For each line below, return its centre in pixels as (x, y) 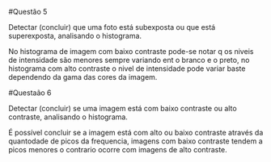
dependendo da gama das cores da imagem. (83, 77)
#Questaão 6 (30, 93)
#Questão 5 (28, 12)
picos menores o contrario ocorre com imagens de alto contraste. (118, 150)
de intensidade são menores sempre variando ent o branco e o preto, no (129, 60)
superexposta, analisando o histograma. (75, 36)
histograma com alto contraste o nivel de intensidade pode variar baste (127, 69)
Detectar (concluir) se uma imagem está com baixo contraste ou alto (123, 108)
